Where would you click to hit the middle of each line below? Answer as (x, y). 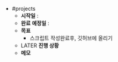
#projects (24, 9)
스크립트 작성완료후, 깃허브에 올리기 (71, 38)
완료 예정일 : (35, 23)
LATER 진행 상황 (40, 45)
